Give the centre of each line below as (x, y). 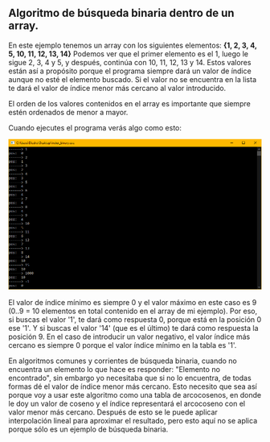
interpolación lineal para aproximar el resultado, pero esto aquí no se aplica (133, 421)
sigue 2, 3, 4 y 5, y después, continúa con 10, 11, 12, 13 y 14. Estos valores (130, 62)
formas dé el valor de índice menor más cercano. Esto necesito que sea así (133, 386)
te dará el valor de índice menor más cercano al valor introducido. (117, 88)
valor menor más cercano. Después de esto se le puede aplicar (113, 412)
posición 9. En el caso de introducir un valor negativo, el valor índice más (129, 337)
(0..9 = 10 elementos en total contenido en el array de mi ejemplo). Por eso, (133, 311)
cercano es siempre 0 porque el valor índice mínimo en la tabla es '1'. (123, 345)
